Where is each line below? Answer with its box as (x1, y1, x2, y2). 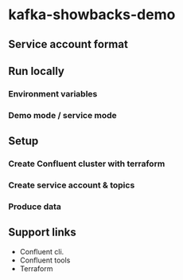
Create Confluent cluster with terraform (8, 158, 165, 169)
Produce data (8, 201, 62, 212)
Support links (8, 226, 77, 239)
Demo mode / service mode (8, 109, 117, 120)
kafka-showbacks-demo (8, 6, 176, 24)
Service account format (8, 37, 129, 51)
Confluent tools (19, 255, 71, 265)
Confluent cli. (19, 246, 64, 256)
